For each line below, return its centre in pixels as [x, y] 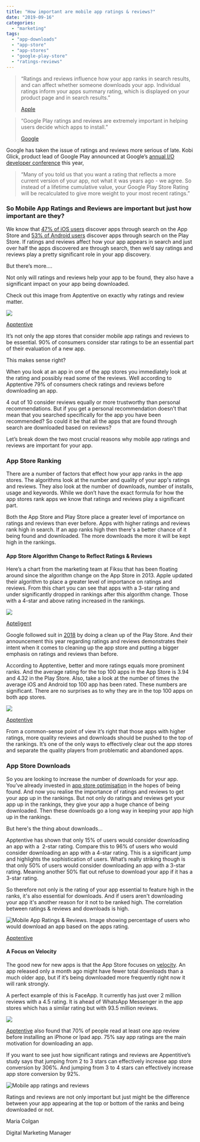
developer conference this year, [45, 163]
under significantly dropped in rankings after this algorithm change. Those [97, 595]
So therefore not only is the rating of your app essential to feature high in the [100, 889]
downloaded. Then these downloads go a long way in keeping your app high [100, 810]
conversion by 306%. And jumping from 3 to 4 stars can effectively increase [100, 1068]
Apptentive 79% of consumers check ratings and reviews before [85, 384]
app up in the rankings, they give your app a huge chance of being [88, 804]
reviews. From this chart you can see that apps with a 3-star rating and [93, 588]
